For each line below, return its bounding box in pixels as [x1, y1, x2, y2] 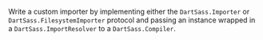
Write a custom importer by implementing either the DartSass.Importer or [8, 7, 250, 16]
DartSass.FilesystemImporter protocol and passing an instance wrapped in [8, 15, 256, 25]
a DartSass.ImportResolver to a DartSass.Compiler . [8, 24, 176, 33]
